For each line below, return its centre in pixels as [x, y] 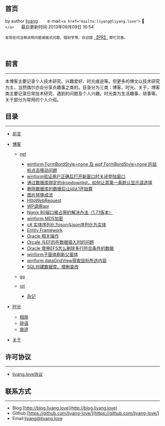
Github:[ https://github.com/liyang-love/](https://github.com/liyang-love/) [86, 413]
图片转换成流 [40, 195]
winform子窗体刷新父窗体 [53, 255]
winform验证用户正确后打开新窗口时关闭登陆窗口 [76, 176]
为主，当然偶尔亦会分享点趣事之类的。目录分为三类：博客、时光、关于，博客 [82, 87]
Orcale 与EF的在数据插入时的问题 [60, 242]
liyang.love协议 [27, 374]
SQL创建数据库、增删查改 [53, 267]
